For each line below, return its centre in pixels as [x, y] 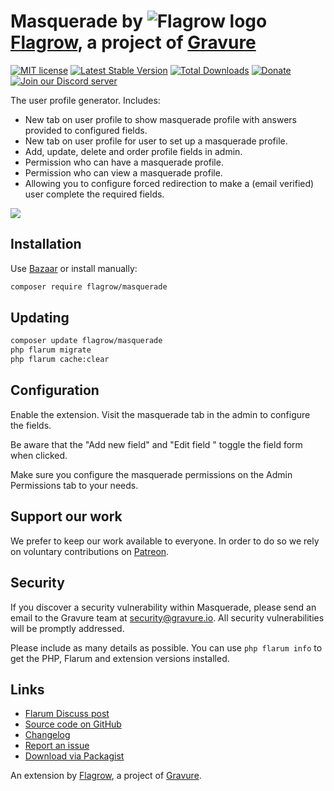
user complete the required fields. [94, 194]
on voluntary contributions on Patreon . [90, 551]
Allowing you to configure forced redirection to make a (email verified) [169, 183]
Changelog [47, 735]
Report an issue [57, 746]
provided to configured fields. [86, 130]
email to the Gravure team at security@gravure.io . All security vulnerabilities [167, 617]
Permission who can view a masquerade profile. [123, 172]
